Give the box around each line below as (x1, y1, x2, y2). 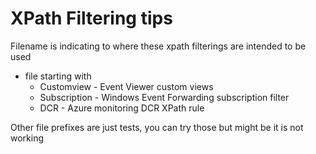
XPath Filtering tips (10, 7, 173, 30)
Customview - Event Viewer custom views (39, 80, 214, 92)
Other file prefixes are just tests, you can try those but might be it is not (10, 121, 304, 133)
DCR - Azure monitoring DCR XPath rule (39, 102, 205, 114)
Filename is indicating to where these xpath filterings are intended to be (10, 40, 307, 52)
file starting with (24, 70, 92, 82)
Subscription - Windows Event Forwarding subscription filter (39, 91, 290, 103)
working (10, 132, 45, 144)
